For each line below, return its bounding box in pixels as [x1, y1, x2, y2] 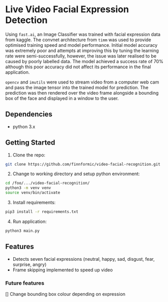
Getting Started [5, 139, 55, 147]
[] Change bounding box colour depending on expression [5, 291, 126, 297]
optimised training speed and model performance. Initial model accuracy [5, 42, 158, 48]
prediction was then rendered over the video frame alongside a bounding [5, 90, 159, 96]
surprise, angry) [12, 261, 47, 267]
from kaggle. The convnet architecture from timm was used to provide [5, 37, 151, 43]
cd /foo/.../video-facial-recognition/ [5, 181, 90, 186]
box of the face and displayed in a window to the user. [5, 95, 119, 101]
